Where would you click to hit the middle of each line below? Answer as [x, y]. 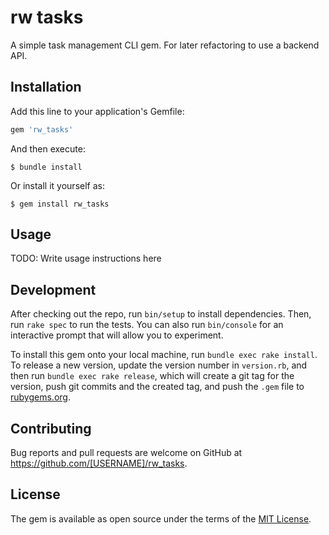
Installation [46, 87]
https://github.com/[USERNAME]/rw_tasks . [99, 463]
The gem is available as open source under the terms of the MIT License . [161, 518]
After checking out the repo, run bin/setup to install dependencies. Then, [161, 314]
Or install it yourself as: [57, 185]
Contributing [51, 428]
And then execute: [48, 148]
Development [53, 289]
